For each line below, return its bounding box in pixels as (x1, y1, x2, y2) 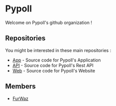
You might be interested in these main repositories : (5, 47, 111, 53)
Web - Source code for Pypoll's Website (12, 67, 95, 73)
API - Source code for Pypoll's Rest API (12, 62, 94, 68)
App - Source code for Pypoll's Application (12, 57, 101, 63)
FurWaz (12, 95, 28, 101)
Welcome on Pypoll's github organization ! (5, 19, 92, 25)
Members (5, 82, 36, 90)
